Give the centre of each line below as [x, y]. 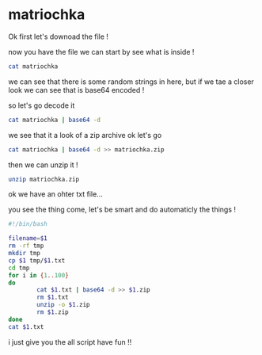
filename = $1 [28, 239]
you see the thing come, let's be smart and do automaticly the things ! [122, 210]
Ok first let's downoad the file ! [59, 36]
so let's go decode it [42, 105]
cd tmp [19, 268]
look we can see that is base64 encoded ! [76, 90]
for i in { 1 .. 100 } [38, 275]
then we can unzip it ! [43, 165]
